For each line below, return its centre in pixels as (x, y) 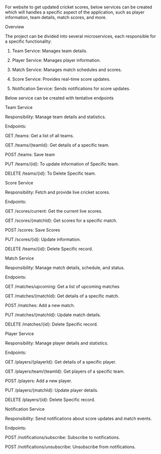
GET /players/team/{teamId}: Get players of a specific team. (65, 371)
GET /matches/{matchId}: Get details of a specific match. (62, 296)
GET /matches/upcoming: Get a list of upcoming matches (62, 286)
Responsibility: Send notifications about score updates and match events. (78, 418)
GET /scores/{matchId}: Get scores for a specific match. (61, 220)
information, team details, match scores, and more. (56, 17)
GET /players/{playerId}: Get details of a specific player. (61, 362)
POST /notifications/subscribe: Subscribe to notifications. (63, 437)
